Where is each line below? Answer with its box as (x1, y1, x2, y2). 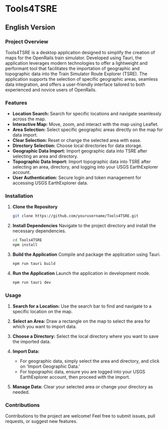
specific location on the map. (12, 309, 73, 315)
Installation (5, 193, 34, 200)
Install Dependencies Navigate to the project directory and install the (12, 223, 156, 229)
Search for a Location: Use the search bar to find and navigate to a (12, 303, 152, 309)
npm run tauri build (12, 261, 56, 266)
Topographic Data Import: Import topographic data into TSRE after (12, 159, 151, 165)
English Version (5, 23, 56, 32)
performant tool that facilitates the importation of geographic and (5, 65, 140, 71)
